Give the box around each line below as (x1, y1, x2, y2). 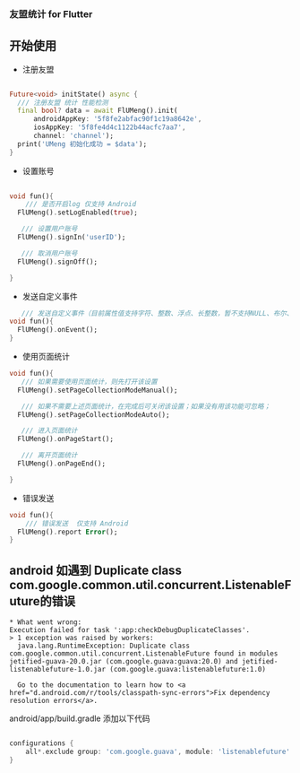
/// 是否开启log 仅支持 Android (25, 200, 137, 209)
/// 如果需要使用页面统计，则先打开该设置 (21, 377, 159, 386)
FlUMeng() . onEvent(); (17, 326, 99, 334)
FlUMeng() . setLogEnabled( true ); (17, 208, 139, 217)
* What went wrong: (9, 618, 82, 627)
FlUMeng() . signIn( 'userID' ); (17, 233, 126, 242)
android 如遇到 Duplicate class (9, 562, 182, 578)
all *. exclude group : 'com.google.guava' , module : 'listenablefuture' (25, 747, 291, 757)
